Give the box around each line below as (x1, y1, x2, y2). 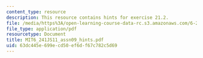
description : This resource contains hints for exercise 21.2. (6, 14, 169, 21)
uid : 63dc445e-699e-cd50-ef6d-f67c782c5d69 (6, 43, 118, 49)
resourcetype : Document (6, 31, 66, 37)
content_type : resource (6, 8, 66, 15)
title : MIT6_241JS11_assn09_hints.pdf (6, 37, 104, 43)
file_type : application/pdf (6, 25, 77, 32)
